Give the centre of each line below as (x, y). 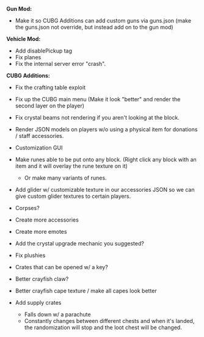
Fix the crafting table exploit (50, 87)
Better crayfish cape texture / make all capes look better (86, 291)
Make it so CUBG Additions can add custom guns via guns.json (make (103, 20)
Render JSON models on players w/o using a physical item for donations (106, 129)
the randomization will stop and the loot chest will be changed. (103, 327)
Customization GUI (39, 148)
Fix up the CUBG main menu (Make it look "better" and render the (98, 99)
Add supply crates (38, 303)
